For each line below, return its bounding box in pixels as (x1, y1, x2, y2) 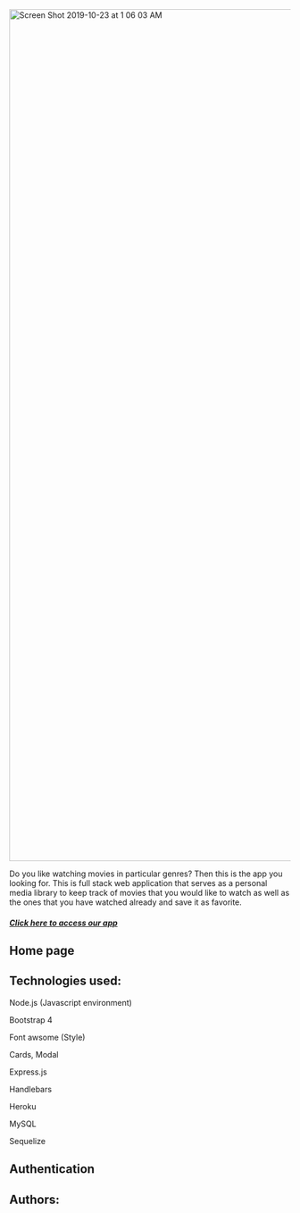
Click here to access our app (9, 917, 118, 928)
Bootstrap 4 (9, 1014, 54, 1025)
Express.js (9, 1067, 47, 1077)
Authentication (9, 1161, 96, 1177)
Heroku (9, 1100, 37, 1111)
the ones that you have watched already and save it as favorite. (9, 897, 243, 908)
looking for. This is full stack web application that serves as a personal (9, 878, 268, 888)
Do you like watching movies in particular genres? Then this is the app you (9, 868, 283, 879)
